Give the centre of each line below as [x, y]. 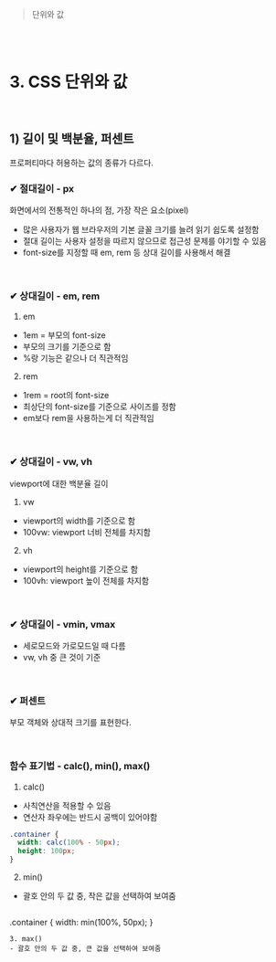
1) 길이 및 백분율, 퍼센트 [72, 139]
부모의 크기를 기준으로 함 [67, 347]
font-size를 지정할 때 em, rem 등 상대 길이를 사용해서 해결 [127, 253]
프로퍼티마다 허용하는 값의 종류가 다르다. [81, 163]
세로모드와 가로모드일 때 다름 [74, 645]
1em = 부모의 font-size [64, 335]
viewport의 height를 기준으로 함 [80, 569]
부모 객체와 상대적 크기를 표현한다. [70, 723]
